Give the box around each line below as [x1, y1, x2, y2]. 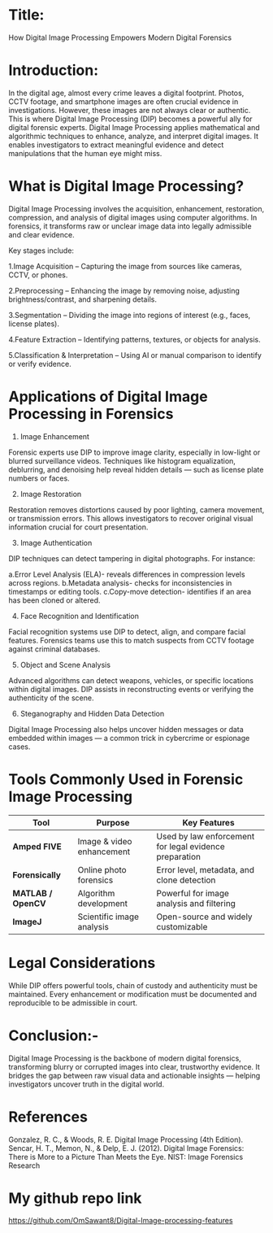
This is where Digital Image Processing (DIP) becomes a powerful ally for [8, 114, 253, 124]
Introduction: [8, 61, 99, 80]
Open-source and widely [156, 911, 253, 922]
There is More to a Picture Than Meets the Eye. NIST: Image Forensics [8, 1152, 244, 1161]
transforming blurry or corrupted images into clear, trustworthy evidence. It [8, 1061, 260, 1071]
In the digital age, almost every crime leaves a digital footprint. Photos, [8, 88, 245, 98]
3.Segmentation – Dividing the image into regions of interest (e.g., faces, [8, 310, 251, 320]
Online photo [77, 864, 128, 875]
